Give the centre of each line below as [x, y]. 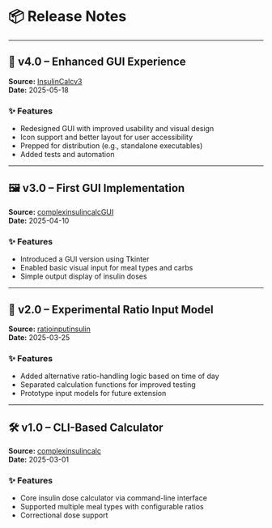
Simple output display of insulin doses [83, 276]
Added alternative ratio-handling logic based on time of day [119, 376]
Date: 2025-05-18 [38, 90]
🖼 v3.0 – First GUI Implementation [97, 188]
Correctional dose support [64, 515]
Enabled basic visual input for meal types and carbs [106, 268]
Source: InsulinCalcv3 [45, 81]
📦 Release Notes [68, 17]
